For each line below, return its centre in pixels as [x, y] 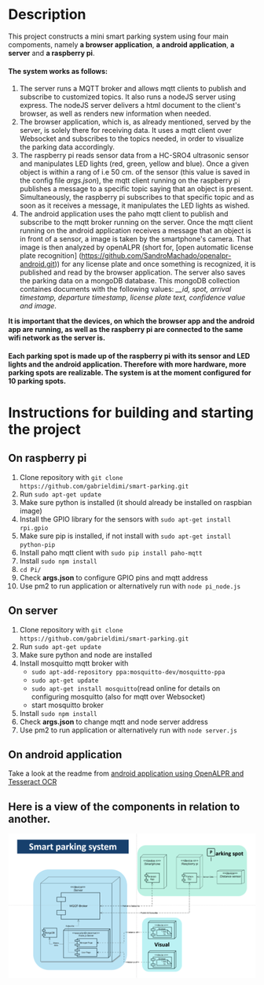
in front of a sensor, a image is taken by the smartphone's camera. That [135, 239]
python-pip [37, 544]
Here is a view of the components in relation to [124, 807]
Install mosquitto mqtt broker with [74, 663]
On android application [65, 754]
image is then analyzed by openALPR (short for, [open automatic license [136, 247]
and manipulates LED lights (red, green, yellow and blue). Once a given [134, 164]
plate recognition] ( [50, 256]
